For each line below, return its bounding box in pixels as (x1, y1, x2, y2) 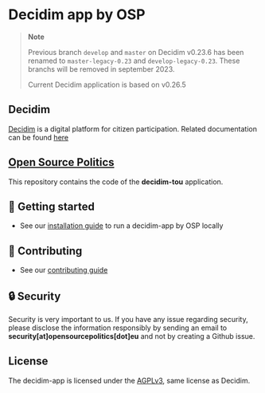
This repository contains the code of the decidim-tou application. (8, 177, 224, 187)
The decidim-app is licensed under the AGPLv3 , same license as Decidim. (8, 375, 251, 385)
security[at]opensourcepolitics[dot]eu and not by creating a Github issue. (8, 332, 255, 340)
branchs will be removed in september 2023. (27, 64, 175, 73)
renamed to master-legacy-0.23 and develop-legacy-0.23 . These (27, 56, 240, 65)
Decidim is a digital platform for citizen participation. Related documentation (8, 124, 257, 133)
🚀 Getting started (8, 199, 95, 213)
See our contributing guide (19, 265, 108, 275)
